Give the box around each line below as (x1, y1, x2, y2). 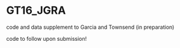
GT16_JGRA (6, 4, 66, 17)
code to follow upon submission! (6, 35, 87, 42)
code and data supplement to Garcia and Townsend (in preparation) (6, 23, 175, 31)
